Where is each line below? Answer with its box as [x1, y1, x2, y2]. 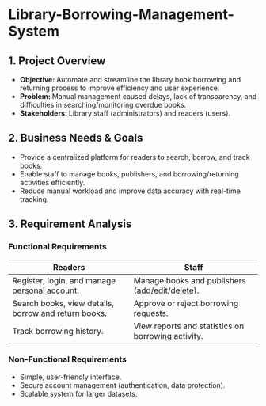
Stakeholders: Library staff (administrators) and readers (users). [19, 108, 231, 118]
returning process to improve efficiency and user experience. [19, 83, 220, 93]
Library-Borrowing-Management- [8, 6, 235, 24]
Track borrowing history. [12, 325, 104, 336]
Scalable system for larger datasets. [19, 389, 138, 398]
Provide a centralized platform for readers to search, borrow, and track [19, 152, 251, 161]
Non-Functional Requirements [8, 354, 127, 365]
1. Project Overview [8, 54, 106, 67]
